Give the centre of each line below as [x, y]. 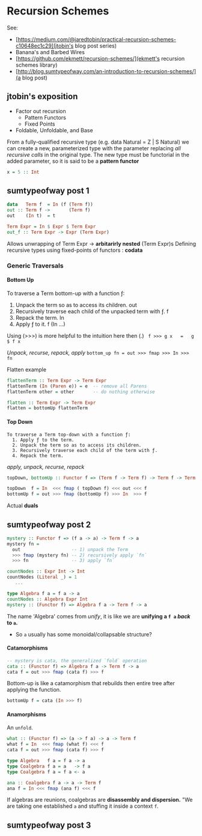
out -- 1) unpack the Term [70, 549]
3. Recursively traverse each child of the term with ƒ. [85, 450]
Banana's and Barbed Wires [50, 52]
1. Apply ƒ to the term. [43, 440]
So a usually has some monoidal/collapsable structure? [84, 634]
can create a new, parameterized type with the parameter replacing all [94, 148]
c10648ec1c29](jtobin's [44, 46]
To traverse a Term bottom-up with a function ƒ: [66, 293]
